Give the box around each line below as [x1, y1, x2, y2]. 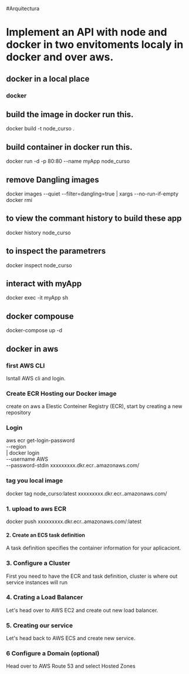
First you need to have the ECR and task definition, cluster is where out [6, 572, 178, 579]
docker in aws [6, 343, 59, 354]
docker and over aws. [6, 50, 114, 64]
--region [6, 443, 26, 450]
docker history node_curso [6, 229, 72, 236]
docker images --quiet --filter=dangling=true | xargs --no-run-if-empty [6, 190, 179, 197]
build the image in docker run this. [6, 109, 134, 119]
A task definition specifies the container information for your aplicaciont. [6, 544, 181, 551]
